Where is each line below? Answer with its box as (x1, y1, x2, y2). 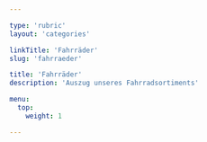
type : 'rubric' (9, 21, 67, 30)
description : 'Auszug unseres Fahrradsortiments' (9, 78, 200, 88)
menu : (9, 95, 30, 104)
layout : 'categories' (9, 29, 91, 39)
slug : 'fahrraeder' (9, 54, 83, 63)
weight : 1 (25, 111, 63, 120)
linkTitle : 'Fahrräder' (9, 46, 99, 55)
